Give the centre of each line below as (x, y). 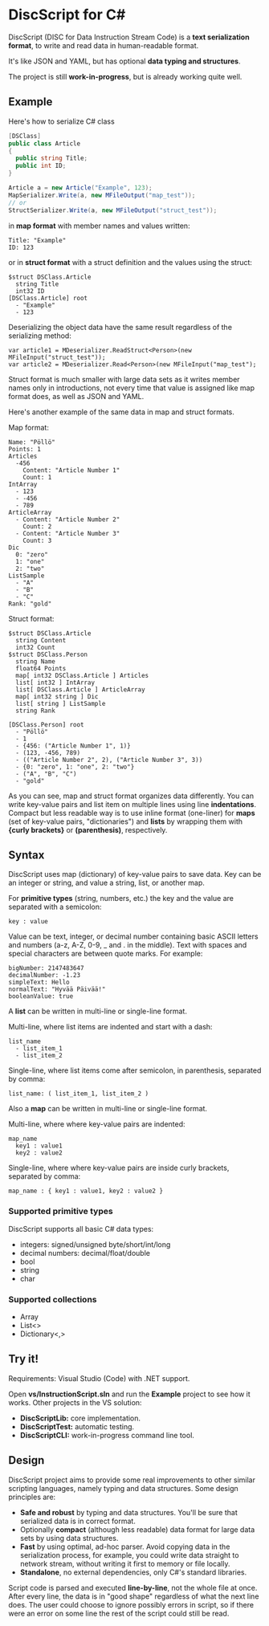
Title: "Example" (37, 240)
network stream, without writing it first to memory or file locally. (125, 1563)
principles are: (32, 1497)
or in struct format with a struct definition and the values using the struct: (130, 262)
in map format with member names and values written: (99, 226)
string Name (36, 661)
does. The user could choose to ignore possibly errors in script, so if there (131, 1604)
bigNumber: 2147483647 (46, 968)
